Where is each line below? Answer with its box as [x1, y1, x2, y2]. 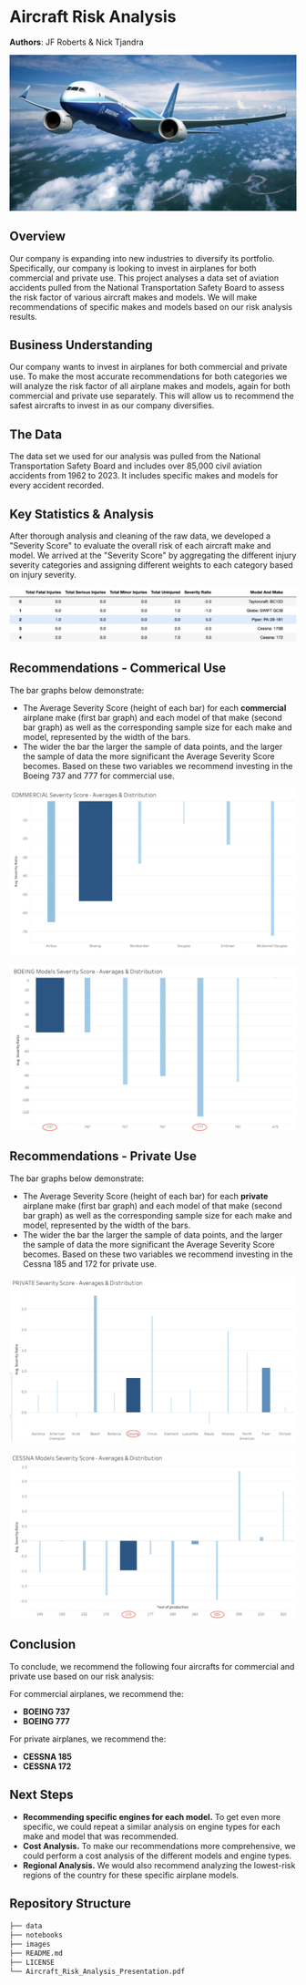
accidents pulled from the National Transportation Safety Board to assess [9, 282, 285, 293]
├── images [9, 1939, 51, 1949]
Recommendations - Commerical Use [9, 661, 227, 676]
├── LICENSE [9, 1958, 55, 1967]
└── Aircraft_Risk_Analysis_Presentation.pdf [9, 1967, 185, 1976]
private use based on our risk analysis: [9, 1671, 155, 1682]
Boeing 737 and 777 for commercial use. [22, 770, 175, 781]
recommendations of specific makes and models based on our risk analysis [9, 301, 293, 312]
